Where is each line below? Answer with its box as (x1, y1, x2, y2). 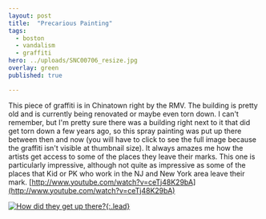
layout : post (8, 11, 52, 20)
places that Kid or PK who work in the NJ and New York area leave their (8, 168, 245, 178)
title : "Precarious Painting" (8, 19, 113, 27)
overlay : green (8, 64, 59, 72)
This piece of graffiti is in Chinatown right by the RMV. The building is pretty (8, 100, 258, 110)
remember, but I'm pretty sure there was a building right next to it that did (8, 117, 251, 127)
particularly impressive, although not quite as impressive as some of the (8, 160, 246, 169)
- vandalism (15, 42, 56, 50)
